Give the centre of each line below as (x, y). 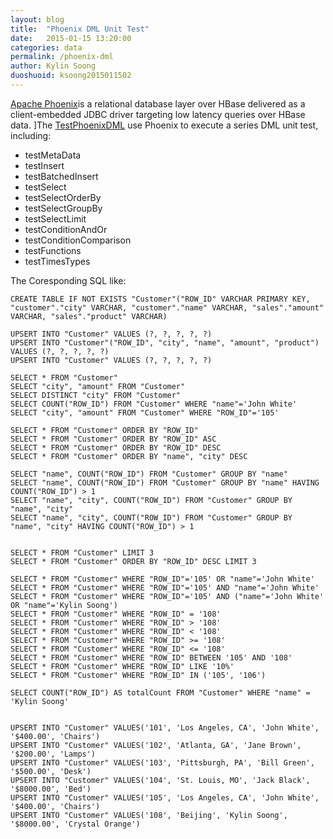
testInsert (44, 165)
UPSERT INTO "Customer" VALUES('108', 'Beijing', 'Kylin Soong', (149, 815)
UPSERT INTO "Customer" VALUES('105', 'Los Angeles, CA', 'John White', (165, 797)
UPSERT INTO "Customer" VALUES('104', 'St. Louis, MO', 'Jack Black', (160, 780)
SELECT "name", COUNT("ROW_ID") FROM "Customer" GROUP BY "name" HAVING (165, 482)
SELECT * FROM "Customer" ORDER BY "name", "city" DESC (129, 456)
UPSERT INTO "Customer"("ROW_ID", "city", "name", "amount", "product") (165, 342)
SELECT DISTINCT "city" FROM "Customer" (96, 395)
